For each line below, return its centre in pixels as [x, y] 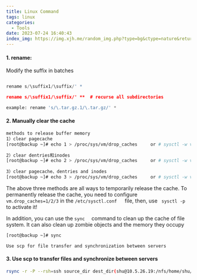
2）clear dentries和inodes [38, 155]
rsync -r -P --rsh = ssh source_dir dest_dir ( [61, 271]
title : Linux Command [33, 11]
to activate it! [22, 207]
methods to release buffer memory [48, 134]
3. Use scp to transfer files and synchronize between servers [82, 259]
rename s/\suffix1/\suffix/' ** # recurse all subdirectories [85, 97]
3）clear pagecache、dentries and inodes [57, 172]
